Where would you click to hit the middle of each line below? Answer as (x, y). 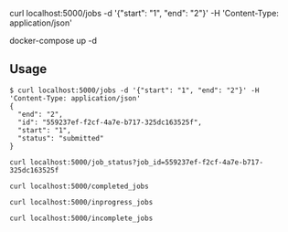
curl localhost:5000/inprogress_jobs (81, 202)
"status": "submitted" (61, 138)
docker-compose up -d (53, 41)
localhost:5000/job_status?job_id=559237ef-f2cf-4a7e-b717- (146, 162)
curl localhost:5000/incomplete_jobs (81, 218)
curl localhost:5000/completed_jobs (79, 186)
